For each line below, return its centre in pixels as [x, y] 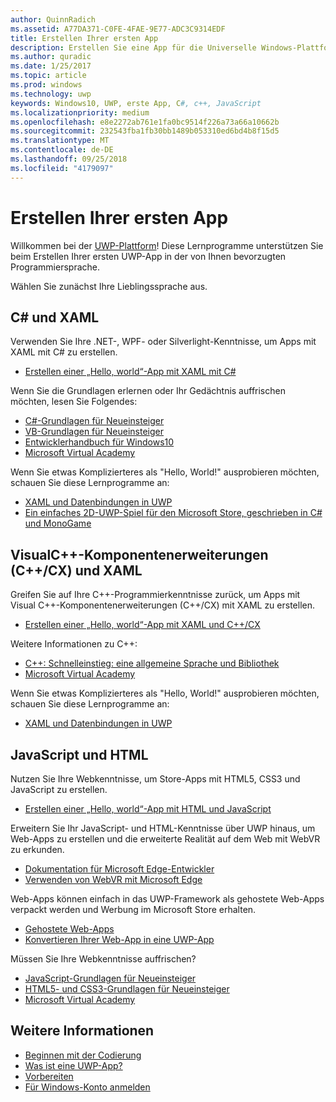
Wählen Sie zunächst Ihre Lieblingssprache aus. [109, 286]
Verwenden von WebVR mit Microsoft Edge [113, 879]
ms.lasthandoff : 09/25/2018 [69, 159]
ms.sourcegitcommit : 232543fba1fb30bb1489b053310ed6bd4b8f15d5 [145, 131]
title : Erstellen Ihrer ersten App [84, 38]
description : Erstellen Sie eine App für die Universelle [133, 47]
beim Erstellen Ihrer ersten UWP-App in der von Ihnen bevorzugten [148, 256]
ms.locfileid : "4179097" [62, 168]
